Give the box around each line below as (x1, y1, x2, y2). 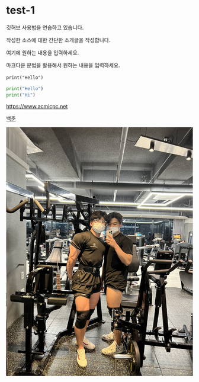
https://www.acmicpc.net (6, 102, 68, 110)
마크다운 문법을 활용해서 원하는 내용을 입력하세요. (6, 62, 120, 69)
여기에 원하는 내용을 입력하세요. (6, 49, 79, 56)
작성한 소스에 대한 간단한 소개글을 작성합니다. (6, 36, 111, 43)
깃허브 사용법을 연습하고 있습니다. (6, 24, 84, 31)
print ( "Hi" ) (6, 92, 36, 98)
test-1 (6, 4, 36, 17)
